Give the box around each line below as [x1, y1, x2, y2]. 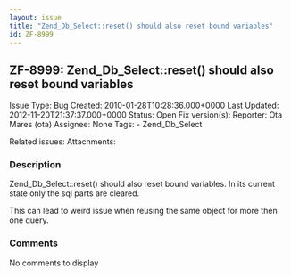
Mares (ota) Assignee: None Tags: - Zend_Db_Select [9, 119, 203, 130]
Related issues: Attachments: [9, 136, 116, 147]
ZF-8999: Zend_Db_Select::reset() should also [9, 62, 274, 77]
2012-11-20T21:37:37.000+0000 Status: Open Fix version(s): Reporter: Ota [9, 110, 283, 120]
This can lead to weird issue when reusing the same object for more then [9, 206, 279, 216]
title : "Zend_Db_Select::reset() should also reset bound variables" [9, 21, 274, 30]
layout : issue [9, 12, 62, 22]
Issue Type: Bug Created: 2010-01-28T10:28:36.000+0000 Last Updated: [9, 100, 279, 111]
